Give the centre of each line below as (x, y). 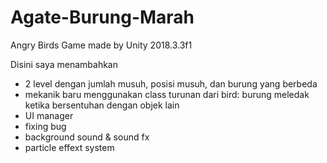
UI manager (49, 115)
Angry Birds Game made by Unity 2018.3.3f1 (101, 45)
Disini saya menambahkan (64, 64)
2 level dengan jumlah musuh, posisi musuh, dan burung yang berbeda (171, 83)
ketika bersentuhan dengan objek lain (102, 105)
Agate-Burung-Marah (102, 17)
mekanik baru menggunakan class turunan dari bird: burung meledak (167, 94)
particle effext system (69, 147)
